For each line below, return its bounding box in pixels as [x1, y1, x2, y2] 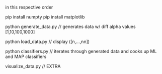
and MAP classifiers [5, 53, 47, 59]
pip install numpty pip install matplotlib [5, 14, 85, 19]
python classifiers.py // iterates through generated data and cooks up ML [5, 48, 157, 54]
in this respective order [5, 4, 53, 10]
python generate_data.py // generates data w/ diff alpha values [5, 23, 136, 29]
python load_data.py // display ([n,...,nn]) [5, 38, 90, 44]
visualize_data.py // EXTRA [5, 63, 61, 69]
